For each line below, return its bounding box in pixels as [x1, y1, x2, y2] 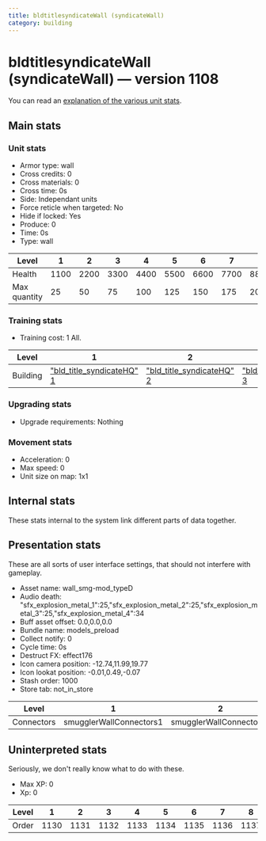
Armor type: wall [19, 161, 74, 170]
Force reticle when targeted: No [19, 203, 124, 212]
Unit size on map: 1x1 [19, 472, 89, 481]
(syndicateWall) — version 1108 [8, 70, 219, 88]
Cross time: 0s [19, 186, 67, 196]
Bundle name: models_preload [19, 625, 120, 634]
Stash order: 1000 [19, 675, 78, 685]
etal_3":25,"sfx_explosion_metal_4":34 [19, 608, 145, 618]
